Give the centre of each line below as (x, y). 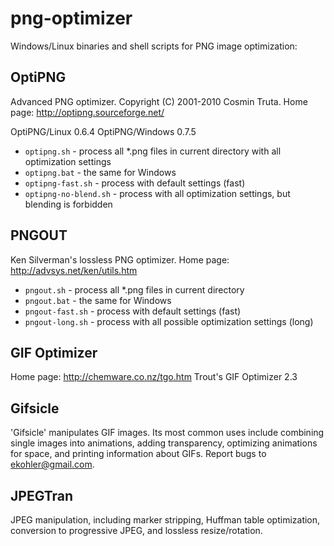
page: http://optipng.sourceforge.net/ (87, 112)
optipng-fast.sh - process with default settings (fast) (135, 183)
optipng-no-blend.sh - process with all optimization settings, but (157, 193)
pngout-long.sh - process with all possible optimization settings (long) (169, 321)
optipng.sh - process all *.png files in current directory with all (153, 151)
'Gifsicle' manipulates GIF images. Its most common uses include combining (167, 433)
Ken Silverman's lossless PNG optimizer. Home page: (120, 259)
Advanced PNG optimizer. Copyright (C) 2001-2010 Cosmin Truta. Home (159, 101)
